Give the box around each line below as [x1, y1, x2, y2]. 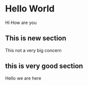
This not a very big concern [5, 47, 62, 53]
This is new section [5, 34, 67, 42]
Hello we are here [5, 75, 41, 81]
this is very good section [5, 62, 84, 70]
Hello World [5, 3, 55, 14]
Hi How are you [5, 19, 37, 25]
